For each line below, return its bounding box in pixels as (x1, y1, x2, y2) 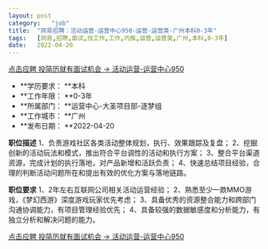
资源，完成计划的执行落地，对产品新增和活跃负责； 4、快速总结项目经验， (8, 158, 254, 168)
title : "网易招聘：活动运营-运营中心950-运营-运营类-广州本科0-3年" (8, 26, 218, 34)
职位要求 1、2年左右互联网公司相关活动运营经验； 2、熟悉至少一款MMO (8, 185, 246, 195)
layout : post (8, 11, 52, 20)
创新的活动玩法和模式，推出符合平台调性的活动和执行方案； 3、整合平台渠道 (8, 148, 260, 158)
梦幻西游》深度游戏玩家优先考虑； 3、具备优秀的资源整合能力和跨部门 (25, 195, 257, 204)
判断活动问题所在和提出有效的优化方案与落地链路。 (22, 168, 190, 178)
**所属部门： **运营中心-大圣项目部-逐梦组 (19, 101, 162, 111)
